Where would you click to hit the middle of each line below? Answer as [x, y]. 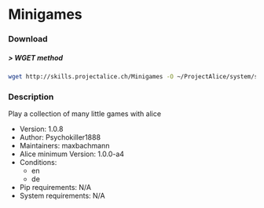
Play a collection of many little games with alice [85, 114]
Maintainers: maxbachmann [64, 146]
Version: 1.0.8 [41, 129]
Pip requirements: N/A [55, 188]
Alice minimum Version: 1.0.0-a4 [71, 154]
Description [31, 97]
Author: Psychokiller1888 [60, 137]
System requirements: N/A [62, 196]
